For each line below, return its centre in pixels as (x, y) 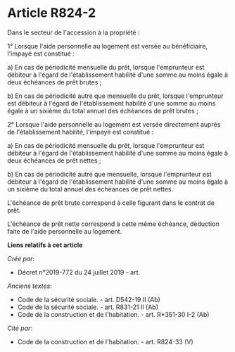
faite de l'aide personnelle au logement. (65, 231)
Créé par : (21, 258)
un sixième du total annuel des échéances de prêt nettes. (90, 189)
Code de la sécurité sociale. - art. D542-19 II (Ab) (89, 299)
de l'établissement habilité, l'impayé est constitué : (81, 132)
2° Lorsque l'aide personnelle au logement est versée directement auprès (114, 124)
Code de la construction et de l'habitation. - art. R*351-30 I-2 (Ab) (113, 314)
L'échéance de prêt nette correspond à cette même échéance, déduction (113, 224)
